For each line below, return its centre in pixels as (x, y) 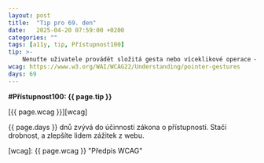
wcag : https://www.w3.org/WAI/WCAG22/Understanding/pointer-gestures (125, 67)
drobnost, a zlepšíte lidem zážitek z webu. (76, 135)
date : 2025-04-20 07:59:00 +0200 (66, 30)
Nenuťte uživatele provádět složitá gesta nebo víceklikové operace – (140, 60)
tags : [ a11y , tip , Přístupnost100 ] (66, 45)
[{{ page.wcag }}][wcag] (48, 112)
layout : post (29, 15)
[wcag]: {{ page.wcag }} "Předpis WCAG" (75, 150)
